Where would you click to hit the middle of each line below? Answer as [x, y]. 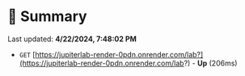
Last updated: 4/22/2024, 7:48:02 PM [72, 39]
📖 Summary [47, 17]
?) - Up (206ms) [211, 63]
